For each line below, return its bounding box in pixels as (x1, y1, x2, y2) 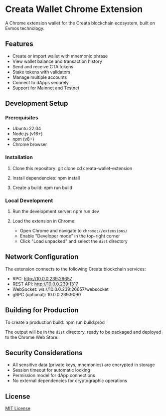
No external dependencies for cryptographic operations (12, 378, 127, 384)
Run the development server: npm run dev (12, 208, 100, 214)
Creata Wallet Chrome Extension (5, 3, 143, 15)
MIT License (5, 406, 31, 412)
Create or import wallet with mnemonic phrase (12, 53, 108, 59)
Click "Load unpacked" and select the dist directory (19, 238, 128, 244)
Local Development (5, 197, 53, 204)
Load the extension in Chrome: (12, 218, 76, 224)
